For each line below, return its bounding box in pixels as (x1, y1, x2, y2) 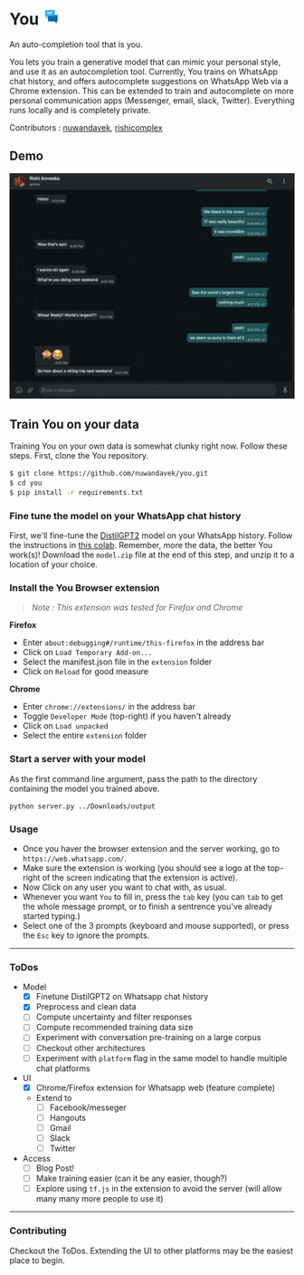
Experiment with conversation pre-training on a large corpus (35, 1032, 261, 1043)
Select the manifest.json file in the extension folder (22, 656, 213, 668)
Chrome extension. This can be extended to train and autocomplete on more (9, 85, 294, 96)
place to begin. (9, 1254, 65, 1266)
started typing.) (22, 910, 81, 922)
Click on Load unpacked (22, 720, 109, 731)
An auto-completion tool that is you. (9, 39, 143, 50)
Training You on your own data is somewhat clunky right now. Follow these (9, 440, 288, 451)
